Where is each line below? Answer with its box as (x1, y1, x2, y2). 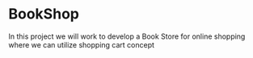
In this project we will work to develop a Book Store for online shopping (8, 31, 246, 41)
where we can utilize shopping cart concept (8, 39, 155, 49)
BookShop (8, 5, 79, 23)
